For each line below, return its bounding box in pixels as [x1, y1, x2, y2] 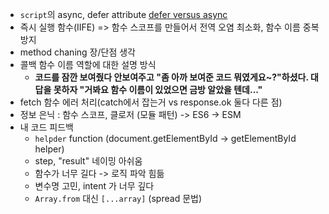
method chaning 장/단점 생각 [19, 46, 136, 58]
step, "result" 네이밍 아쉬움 [34, 155, 143, 167]
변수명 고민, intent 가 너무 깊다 [34, 180, 155, 192]
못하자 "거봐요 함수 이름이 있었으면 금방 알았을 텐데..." [53, 84, 263, 95]
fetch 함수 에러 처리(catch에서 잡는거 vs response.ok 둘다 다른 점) [19, 96, 283, 108]
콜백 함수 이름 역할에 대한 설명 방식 [19, 59, 157, 70]
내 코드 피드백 [19, 121, 74, 133]
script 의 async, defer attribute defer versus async [19, 9, 228, 20]
